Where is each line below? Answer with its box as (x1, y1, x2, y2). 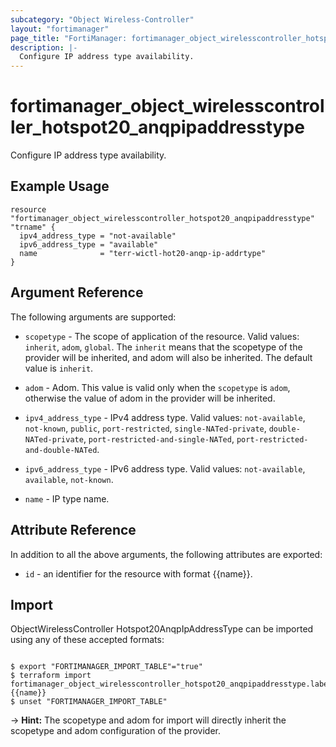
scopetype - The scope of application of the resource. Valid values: (24, 330, 300, 342)
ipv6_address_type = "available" (19, 239, 159, 250)
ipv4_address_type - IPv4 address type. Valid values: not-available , (24, 411, 306, 423)
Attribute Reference (10, 522, 137, 539)
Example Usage (10, 178, 110, 195)
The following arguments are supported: (10, 311, 177, 323)
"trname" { (10, 222, 56, 232)
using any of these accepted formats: (10, 634, 165, 646)
